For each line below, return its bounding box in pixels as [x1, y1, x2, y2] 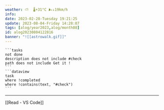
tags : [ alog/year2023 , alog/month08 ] [5, 25, 80, 30]
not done [5, 52, 23, 57]
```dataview [5, 69, 29, 74]
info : [5, 12, 16, 17]
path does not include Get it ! [5, 61, 71, 66]
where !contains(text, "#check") [5, 82, 73, 87]
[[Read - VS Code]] [5, 99, 44, 105]
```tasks [5, 47, 23, 53]
